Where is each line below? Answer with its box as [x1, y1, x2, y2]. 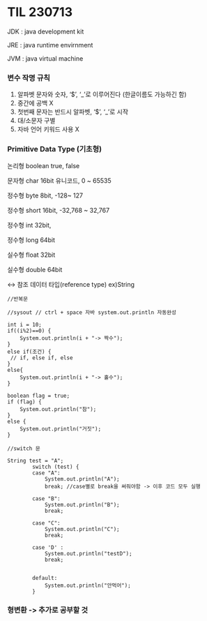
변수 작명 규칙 [7, 73, 51, 82]
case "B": [32, 495, 61, 502]
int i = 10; [7, 321, 42, 328]
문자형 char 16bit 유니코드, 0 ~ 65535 [7, 176, 112, 185]
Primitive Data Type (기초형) [7, 144, 102, 154]
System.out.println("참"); [20, 405, 97, 412]
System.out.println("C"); [44, 525, 120, 532]
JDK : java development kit [7, 27, 84, 36]
